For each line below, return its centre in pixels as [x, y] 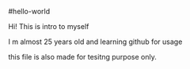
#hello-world [29, 11]
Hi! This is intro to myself [49, 26]
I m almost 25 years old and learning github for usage [95, 42]
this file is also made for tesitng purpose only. [82, 57]
